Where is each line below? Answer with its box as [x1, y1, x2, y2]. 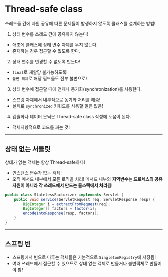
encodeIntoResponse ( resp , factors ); [23, 211, 99, 216]
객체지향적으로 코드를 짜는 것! [12, 124, 70, 130]
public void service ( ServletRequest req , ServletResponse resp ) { [14, 197, 155, 202]
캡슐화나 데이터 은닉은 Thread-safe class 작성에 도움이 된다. [12, 113, 131, 119]
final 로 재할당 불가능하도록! [12, 69, 68, 75]
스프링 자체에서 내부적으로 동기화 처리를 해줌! [12, 96, 101, 103]
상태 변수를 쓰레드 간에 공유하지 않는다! [12, 31, 89, 37]
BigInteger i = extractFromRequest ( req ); [23, 201, 111, 207]
